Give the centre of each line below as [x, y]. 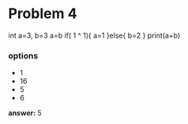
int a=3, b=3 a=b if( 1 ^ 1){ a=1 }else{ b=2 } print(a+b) [94, 35]
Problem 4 [43, 14]
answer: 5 [25, 113]
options [23, 56]
